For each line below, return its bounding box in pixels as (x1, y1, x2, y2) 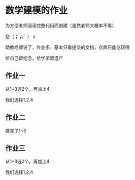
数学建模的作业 (5, 5, 68, 16)
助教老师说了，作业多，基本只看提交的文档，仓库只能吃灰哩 (5, 44, 130, 50)
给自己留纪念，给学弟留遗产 (5, 55, 63, 61)
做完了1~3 (5, 127, 26, 134)
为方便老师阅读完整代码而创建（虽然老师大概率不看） (5, 22, 117, 29)
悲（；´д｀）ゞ (5, 33, 37, 39)
